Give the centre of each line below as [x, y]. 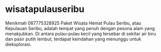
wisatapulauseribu [45, 9]
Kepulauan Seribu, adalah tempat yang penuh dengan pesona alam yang [80, 28]
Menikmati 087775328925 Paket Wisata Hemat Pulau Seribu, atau [73, 23]
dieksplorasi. [18, 44]
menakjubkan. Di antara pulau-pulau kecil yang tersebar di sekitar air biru [81, 33]
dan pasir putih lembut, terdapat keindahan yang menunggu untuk [73, 39]
